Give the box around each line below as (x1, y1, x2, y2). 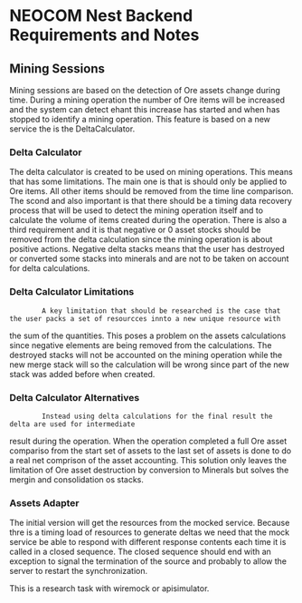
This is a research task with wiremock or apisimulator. (9, 583, 210, 594)
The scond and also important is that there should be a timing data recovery (9, 196, 292, 207)
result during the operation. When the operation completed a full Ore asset (9, 435, 288, 446)
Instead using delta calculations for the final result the (42, 412, 273, 421)
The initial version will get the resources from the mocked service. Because (9, 518, 290, 529)
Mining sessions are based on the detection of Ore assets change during (9, 85, 280, 95)
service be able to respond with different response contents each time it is (9, 537, 287, 548)
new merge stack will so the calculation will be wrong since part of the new (9, 359, 289, 370)
